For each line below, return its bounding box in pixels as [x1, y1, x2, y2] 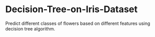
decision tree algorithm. [5, 25, 55, 31]
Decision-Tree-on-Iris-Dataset [5, 4, 138, 15]
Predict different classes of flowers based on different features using [5, 20, 150, 26]
